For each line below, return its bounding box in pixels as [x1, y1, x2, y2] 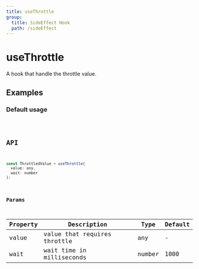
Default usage [6, 105, 47, 113]
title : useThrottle [6, 8, 54, 15]
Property [9, 220, 38, 229]
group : [6, 14, 23, 20]
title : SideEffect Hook [11, 20, 70, 25]
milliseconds [43, 254, 87, 261]
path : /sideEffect [11, 25, 57, 31]
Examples [6, 87, 43, 98]
